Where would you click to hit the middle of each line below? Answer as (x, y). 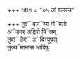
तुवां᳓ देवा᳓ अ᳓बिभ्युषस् (32, 40)
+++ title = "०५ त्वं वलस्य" (41, 10)
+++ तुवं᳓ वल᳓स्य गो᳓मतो (37, 24)
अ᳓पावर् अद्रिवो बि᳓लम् (32, 32)
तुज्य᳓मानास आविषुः (28, 47)
